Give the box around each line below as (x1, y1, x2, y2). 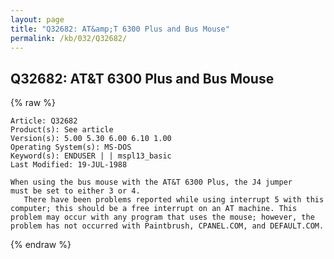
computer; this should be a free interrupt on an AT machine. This (10, 204, 298, 214)
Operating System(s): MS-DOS (10, 142, 132, 153)
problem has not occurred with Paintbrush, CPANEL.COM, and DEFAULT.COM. (10, 221, 325, 231)
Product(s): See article (10, 125, 114, 135)
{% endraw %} (10, 239, 72, 251)
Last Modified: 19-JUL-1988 (10, 160, 128, 170)
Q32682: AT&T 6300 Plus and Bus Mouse (10, 70, 275, 87)
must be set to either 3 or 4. (10, 186, 141, 196)
